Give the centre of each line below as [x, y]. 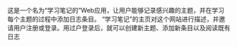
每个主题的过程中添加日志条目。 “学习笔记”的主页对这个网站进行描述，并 [113, 19]
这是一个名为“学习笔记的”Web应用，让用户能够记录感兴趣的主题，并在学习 [116, 10]
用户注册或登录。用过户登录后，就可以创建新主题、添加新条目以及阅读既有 [122, 28]
